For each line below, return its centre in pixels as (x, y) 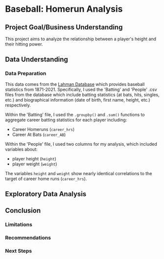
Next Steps (19, 251)
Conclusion (23, 211)
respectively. (18, 105)
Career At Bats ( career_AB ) (39, 134)
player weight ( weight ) (35, 164)
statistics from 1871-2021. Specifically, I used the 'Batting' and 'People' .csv (81, 89)
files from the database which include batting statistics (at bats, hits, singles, (82, 95)
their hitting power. (24, 44)
